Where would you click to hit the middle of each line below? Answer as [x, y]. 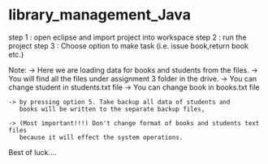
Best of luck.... [32, 152]
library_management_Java [99, 15]
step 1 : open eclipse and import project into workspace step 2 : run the [128, 37]
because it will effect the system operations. [101, 137]
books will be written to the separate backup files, [112, 109]
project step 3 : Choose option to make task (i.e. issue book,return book [129, 45]
